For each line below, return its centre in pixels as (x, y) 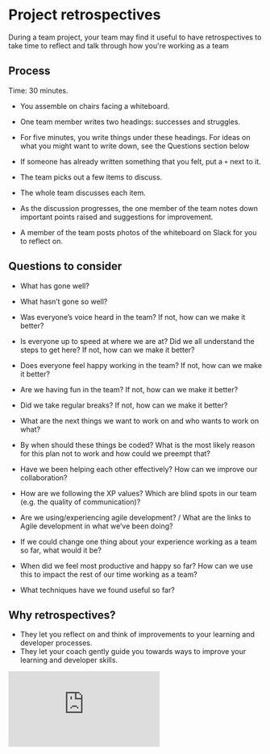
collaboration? (44, 478)
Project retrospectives (85, 15)
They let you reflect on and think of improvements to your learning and (137, 635)
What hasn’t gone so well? (64, 301)
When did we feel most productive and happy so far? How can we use (137, 565)
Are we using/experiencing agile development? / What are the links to (135, 517)
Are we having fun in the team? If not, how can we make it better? (129, 389)
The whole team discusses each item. (83, 193)
